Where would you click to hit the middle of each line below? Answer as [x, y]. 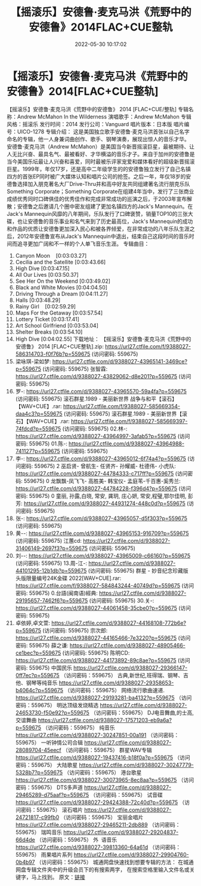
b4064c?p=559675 [39, 690]
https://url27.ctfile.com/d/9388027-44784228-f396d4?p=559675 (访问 [103, 488]
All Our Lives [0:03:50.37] [47, 274]
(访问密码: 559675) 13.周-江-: [51, 563]
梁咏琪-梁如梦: [33, 361]
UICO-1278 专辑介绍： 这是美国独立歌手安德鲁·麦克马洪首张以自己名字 [103, 132]
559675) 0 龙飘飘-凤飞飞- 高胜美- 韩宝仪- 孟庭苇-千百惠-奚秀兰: [102, 481]
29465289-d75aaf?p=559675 [52, 795]
